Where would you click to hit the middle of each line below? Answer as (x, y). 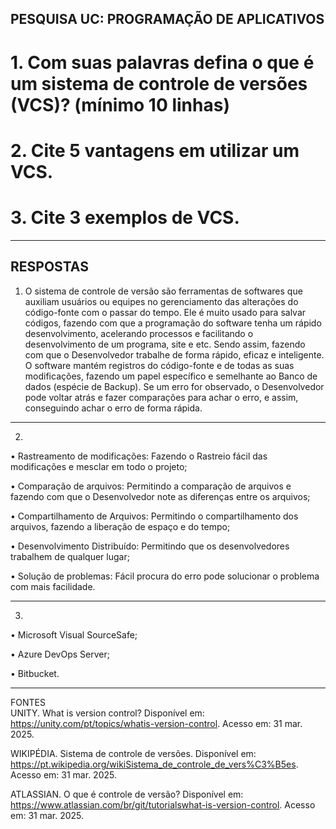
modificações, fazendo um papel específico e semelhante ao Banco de (171, 376)
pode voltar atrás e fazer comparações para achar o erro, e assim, (161, 397)
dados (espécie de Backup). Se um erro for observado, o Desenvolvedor (174, 386)
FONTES (28, 702)
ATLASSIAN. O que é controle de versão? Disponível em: (127, 794)
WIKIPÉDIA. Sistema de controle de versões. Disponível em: (133, 753)
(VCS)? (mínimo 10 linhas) (120, 104)
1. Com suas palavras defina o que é (162, 62)
